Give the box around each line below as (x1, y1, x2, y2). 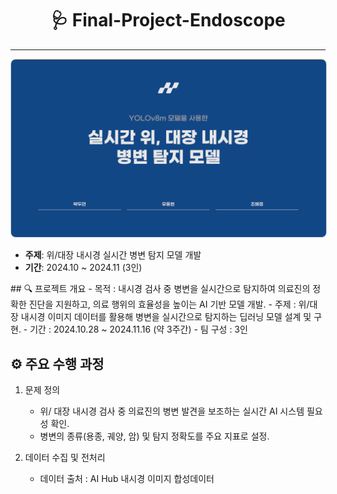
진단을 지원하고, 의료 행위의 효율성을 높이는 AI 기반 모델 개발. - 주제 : (28, 298, 297, 311)
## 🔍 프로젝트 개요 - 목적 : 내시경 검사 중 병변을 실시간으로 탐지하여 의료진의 (10, 283, 311, 295)
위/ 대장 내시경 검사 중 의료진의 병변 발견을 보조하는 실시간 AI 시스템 (39, 405, 305, 417)
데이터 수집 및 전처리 (24, 452, 106, 464)
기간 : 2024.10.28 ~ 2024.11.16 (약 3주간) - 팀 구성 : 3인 (29, 323, 248, 336)
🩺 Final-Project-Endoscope (50, 9, 286, 32)
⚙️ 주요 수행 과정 (10, 355, 105, 372)
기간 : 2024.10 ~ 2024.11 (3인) (24, 262, 143, 274)
